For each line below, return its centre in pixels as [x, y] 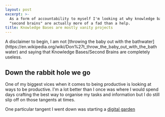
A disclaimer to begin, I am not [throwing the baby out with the [68, 41]
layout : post [18, 10]
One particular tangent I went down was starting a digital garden [70, 109]
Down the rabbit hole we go [48, 72]
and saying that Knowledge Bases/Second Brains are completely [85, 52]
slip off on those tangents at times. [40, 99]
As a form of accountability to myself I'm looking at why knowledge [82, 19]
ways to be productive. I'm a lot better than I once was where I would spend [82, 89]
